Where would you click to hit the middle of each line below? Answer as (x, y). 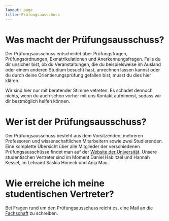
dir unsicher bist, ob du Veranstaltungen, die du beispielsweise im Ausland (83, 64)
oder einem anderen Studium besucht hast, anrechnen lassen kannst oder (83, 70)
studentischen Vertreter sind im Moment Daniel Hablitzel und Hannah (78, 157)
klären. (12, 81)
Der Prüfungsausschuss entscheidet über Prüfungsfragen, (66, 54)
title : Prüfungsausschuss (32, 15)
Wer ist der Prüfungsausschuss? (76, 122)
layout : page (19, 10)
